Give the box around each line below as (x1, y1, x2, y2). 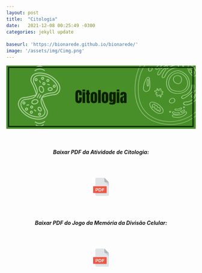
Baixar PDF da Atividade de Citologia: (53, 148, 149, 156)
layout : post (6, 10, 39, 16)
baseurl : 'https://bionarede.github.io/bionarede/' (6, 42, 138, 48)
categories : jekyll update (6, 29, 74, 35)
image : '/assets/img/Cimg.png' (6, 48, 85, 54)
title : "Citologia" (6, 16, 58, 22)
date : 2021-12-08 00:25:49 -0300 (6, 22, 96, 28)
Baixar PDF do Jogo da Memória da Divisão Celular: (35, 219, 167, 227)
